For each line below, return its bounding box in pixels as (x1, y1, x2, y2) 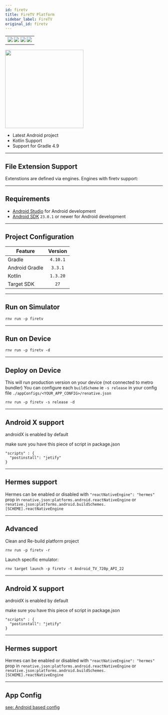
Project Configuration (5, 233, 74, 241)
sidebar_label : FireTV (5, 17, 52, 22)
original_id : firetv (5, 21, 48, 27)
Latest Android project (12, 132, 59, 138)
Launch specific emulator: (5, 556, 59, 562)
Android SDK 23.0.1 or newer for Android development (12, 213, 126, 219)
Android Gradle (7, 264, 43, 271)
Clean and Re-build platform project (5, 538, 79, 544)
